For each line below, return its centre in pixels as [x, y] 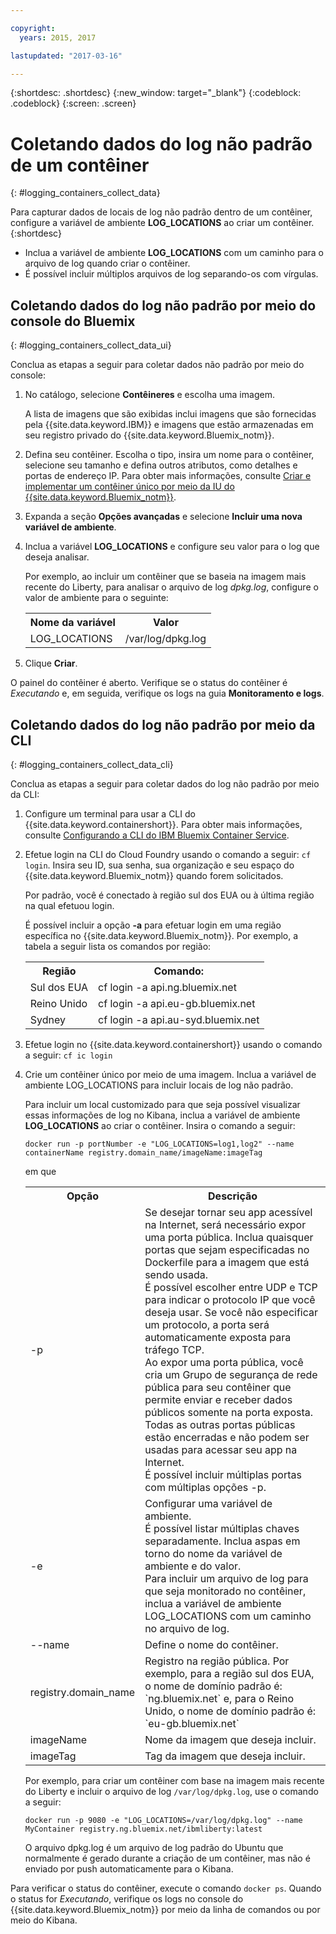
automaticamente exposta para [218, 1337]
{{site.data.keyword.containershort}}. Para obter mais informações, [163, 824]
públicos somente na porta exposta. [229, 1412]
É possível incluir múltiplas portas [223, 1474]
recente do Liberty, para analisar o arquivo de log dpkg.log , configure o [171, 587]
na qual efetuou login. [69, 905]
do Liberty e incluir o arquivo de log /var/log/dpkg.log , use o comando [171, 1791]
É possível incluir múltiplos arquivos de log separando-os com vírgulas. [171, 274]
